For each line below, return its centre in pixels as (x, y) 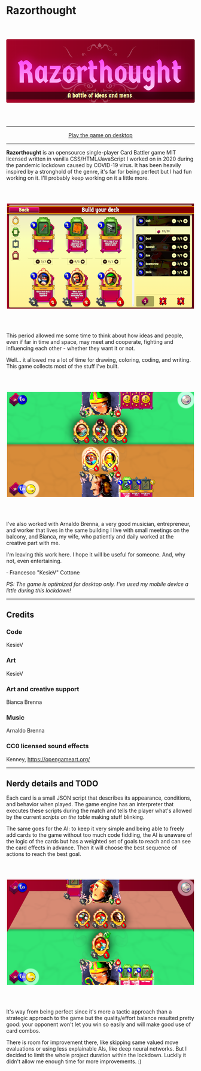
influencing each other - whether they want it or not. (71, 348)
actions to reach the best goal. (44, 854)
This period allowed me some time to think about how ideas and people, (95, 335)
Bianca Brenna (24, 702)
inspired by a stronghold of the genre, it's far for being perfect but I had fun (99, 171)
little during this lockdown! (39, 590)
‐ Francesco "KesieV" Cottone (43, 572)
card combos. (23, 1031)
